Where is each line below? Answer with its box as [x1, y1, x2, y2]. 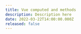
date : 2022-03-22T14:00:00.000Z [5, 16, 74, 21]
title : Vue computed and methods [5, 7, 76, 12]
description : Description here [5, 12, 72, 17]
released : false [5, 21, 40, 26]
